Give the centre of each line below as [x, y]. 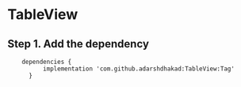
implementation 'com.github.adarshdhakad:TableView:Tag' [139, 69]
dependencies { [47, 62]
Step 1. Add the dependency [78, 44]
